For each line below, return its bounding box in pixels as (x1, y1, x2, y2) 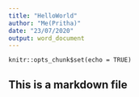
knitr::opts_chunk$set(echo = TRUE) (8, 56, 132, 64)
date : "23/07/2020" (8, 26, 74, 34)
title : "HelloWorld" (8, 11, 78, 20)
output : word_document (8, 34, 85, 42)
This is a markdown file (8, 78, 128, 91)
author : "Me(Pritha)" (8, 19, 82, 27)
